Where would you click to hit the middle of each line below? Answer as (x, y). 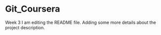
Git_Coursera (33, 9)
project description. (25, 27)
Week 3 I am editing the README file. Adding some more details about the (81, 22)
